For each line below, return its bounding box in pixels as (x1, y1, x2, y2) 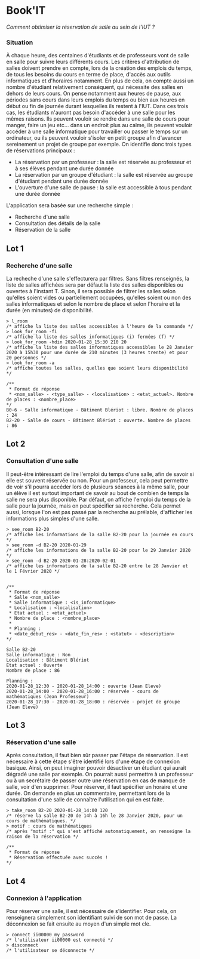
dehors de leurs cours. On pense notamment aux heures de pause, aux (6, 90, 181, 97)
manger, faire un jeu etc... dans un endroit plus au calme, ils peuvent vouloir (6, 122, 193, 129)
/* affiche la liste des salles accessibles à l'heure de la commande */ (6, 323, 194, 329)
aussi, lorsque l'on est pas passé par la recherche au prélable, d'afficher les (6, 508, 193, 515)
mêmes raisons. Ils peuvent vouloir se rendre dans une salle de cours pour (6, 115, 190, 122)
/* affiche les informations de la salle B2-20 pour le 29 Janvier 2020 (6, 547, 191, 553)
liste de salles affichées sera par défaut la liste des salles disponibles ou (6, 281, 184, 288)
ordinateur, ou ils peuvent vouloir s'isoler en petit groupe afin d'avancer (6, 134, 182, 142)
